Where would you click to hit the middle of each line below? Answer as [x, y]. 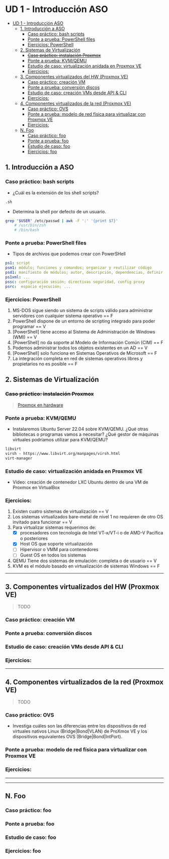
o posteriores [34, 538]
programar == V [29, 326]
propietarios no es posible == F [45, 364]
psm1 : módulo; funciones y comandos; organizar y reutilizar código [78, 268]
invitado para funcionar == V [42, 522]
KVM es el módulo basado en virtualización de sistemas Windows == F [86, 566]
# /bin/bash [27, 230]
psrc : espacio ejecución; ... [38, 286]
